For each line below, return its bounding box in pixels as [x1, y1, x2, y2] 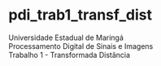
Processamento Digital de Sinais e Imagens [8, 41, 154, 51]
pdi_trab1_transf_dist [8, 6, 153, 24]
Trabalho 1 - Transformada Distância [8, 50, 131, 59]
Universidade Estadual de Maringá [8, 33, 124, 42]
